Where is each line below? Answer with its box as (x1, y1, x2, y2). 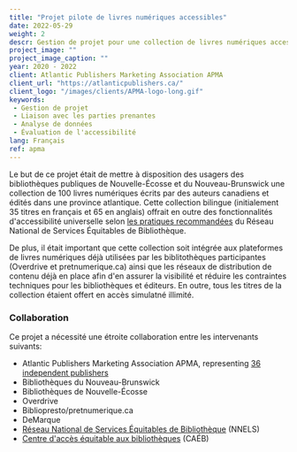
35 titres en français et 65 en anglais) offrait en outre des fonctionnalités (9, 206, 273, 217)
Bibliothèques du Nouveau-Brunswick (21, 377, 161, 387)
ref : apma (9, 144, 46, 153)
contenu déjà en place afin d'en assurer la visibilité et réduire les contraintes (9, 271, 287, 281)
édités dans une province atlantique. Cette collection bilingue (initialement (9, 196, 279, 208)
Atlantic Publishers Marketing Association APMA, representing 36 (21, 357, 261, 368)
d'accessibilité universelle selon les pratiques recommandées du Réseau (9, 216, 274, 226)
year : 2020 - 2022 (9, 63, 77, 72)
